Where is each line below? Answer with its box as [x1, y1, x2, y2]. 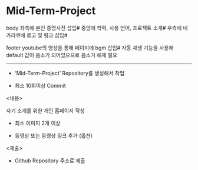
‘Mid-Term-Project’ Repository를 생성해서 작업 [14, 69, 125, 76]
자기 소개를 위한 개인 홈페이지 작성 [6, 107, 85, 114]
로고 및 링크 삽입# [26, 31, 68, 39]
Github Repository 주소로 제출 [14, 157, 85, 164]
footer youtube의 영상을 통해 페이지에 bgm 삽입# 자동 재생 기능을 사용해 [6, 44, 174, 51]
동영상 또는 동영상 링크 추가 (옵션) [14, 132, 93, 139]
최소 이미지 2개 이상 [14, 119, 61, 126]
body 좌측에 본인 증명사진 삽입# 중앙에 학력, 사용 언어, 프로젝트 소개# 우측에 [6, 24, 182, 31]
